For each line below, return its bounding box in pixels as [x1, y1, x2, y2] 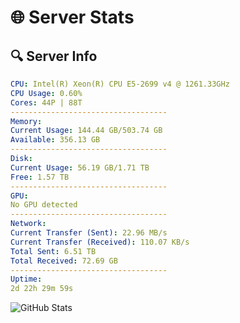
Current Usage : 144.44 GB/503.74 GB [10, 126, 163, 136]
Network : [10, 219, 47, 229]
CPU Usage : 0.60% [10, 88, 83, 98]
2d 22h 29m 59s [10, 284, 74, 294]
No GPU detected [10, 200, 78, 210]
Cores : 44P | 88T [10, 97, 83, 108]
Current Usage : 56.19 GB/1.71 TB [10, 162, 150, 173]
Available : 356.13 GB [10, 135, 101, 145]
